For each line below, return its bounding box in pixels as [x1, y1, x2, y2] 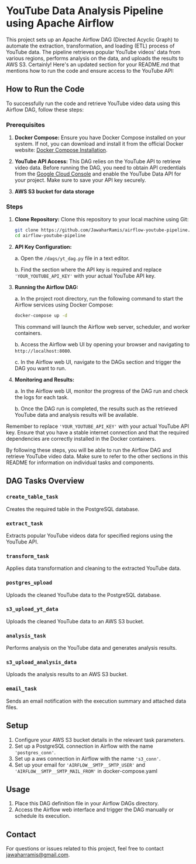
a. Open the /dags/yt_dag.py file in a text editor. [14, 255, 130, 262]
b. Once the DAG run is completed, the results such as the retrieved [14, 405, 177, 412]
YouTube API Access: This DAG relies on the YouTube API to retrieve [14, 158, 181, 165]
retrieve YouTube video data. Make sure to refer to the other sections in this [6, 453, 188, 460]
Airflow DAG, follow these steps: [6, 106, 84, 113]
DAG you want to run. [14, 365, 66, 372]
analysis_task [6, 632, 46, 639]
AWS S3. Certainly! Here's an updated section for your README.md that [6, 60, 180, 68]
